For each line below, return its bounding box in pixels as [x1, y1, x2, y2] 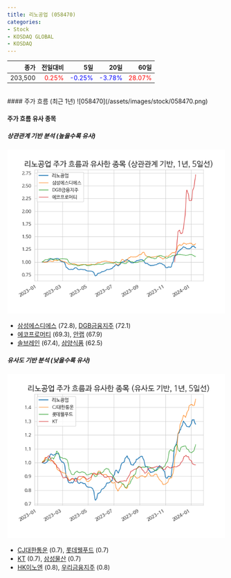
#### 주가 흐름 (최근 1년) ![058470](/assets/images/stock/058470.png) [7, 97, 208, 105]
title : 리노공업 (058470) [7, 11, 76, 18]
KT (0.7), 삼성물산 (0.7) [17, 554, 82, 563]
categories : [7, 18, 41, 26]
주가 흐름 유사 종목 [7, 114, 57, 123]
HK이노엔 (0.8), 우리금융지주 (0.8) [17, 563, 111, 571]
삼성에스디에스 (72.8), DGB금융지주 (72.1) [17, 321, 131, 329]
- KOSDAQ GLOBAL [7, 33, 54, 40]
